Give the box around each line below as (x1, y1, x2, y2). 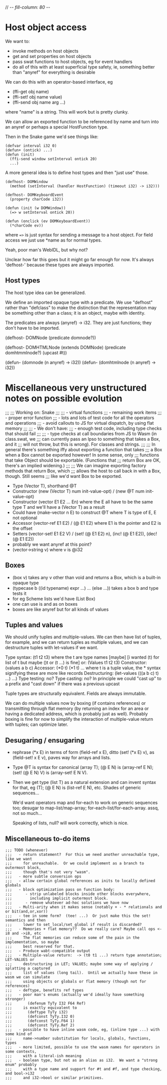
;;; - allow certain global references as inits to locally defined (5, 878, 155, 883)
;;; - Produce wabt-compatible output (5, 948, 91, 953)
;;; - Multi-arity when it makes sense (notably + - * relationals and (5, 904, 162, 909)
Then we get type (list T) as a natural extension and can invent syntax (12, 779, 156, 785)
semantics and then (5, 917, 46, 922)
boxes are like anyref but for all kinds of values (12, 606, 109, 612)
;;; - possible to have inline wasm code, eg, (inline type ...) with (5, 1027, 160, 1032)
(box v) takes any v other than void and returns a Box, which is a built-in (12, 574, 161, 580)
